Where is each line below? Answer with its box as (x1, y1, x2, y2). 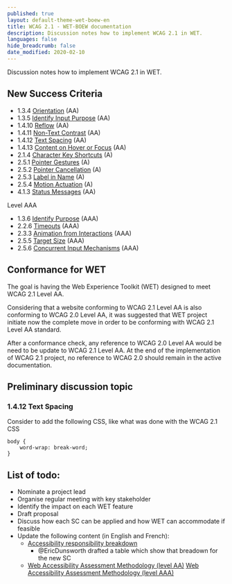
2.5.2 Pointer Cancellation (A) (17, 165, 102, 173)
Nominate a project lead (17, 488, 87, 496)
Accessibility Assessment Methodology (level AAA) (27, 569, 175, 576)
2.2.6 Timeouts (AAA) (17, 221, 80, 230)
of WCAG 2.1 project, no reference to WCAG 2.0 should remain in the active (7, 353, 222, 361)
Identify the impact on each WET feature (17, 502, 134, 510)
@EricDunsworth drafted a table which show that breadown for (37, 547, 218, 555)
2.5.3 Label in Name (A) (17, 173, 85, 181)
